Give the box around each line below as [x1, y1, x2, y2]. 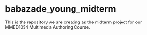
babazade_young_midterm [5, 3, 116, 14]
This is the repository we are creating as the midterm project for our [5, 19, 142, 25]
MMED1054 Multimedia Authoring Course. [5, 24, 90, 30]
